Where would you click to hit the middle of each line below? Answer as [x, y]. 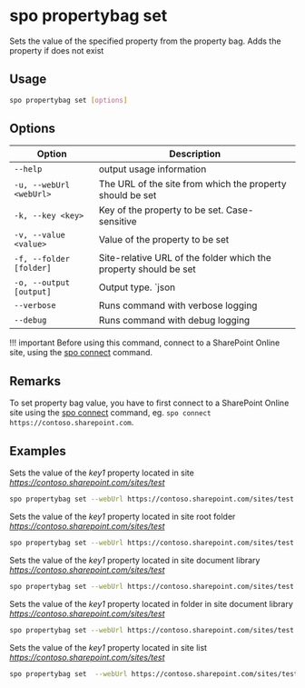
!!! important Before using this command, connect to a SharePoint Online [145, 343]
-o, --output [42, 283]
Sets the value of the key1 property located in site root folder [123, 516]
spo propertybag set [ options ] [69, 100]
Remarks [35, 381]
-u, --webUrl [42, 185]
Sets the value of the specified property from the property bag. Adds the [145, 41]
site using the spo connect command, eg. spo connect [110, 413]
